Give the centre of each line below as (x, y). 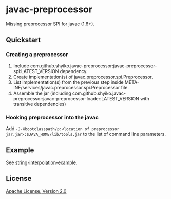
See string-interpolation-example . (42, 162)
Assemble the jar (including (42, 93)
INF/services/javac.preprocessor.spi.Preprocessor (66, 87)
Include (21, 66)
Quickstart (23, 40)
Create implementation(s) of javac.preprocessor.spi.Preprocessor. (83, 77)
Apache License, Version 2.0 (36, 191)
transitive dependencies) (40, 104)
